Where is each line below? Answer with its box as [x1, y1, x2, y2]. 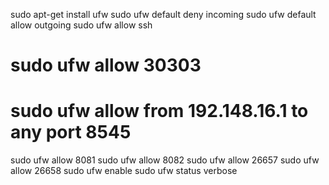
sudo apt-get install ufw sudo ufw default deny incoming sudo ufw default [10, 9, 317, 20]
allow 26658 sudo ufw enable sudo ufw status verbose [10, 165, 238, 177]
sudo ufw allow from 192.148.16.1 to [10, 100, 309, 123]
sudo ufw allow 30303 [10, 54, 202, 77]
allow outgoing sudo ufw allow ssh [10, 19, 153, 31]
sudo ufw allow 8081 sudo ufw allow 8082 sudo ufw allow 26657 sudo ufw [10, 154, 320, 166]
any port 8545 [10, 121, 132, 144]
